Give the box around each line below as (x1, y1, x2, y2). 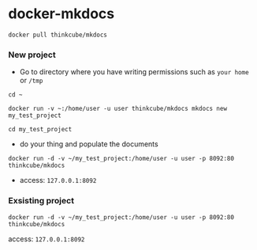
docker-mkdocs (8, 5, 115, 23)
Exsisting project (8, 195, 75, 206)
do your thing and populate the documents (19, 139, 159, 149)
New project (8, 49, 57, 60)
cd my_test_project (8, 126, 73, 134)
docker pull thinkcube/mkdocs (8, 31, 108, 39)
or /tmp (19, 76, 43, 85)
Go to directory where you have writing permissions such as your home (19, 67, 250, 77)
